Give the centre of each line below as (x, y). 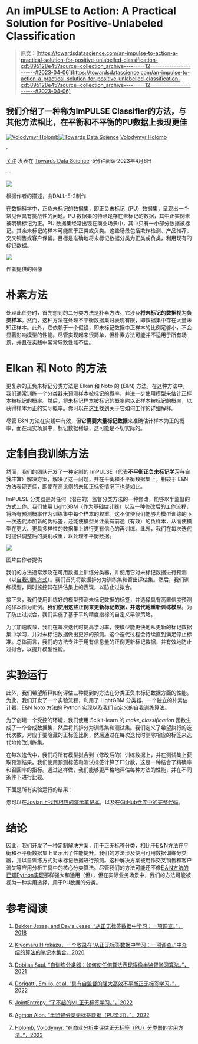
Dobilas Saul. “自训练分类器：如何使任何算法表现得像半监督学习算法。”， (102, 965)
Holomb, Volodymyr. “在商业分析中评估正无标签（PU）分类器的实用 (96, 1028)
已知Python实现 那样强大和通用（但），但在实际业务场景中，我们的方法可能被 (99, 875)
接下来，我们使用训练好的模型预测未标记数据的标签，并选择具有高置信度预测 (99, 599)
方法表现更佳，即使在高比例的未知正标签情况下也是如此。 (76, 486)
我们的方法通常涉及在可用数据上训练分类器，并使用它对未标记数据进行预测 (96, 572)
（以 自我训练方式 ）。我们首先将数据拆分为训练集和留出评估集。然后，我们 (95, 579)
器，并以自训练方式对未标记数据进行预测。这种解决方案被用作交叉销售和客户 (99, 860)
